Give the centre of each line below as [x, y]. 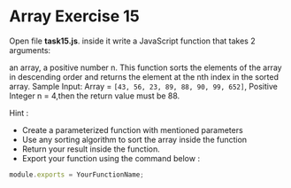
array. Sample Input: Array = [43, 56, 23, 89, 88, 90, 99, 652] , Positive [144, 86]
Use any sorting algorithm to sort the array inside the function [134, 139]
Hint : [19, 113]
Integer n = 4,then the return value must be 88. [95, 96]
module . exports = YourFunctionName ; [77, 175]
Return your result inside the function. [91, 149]
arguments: [30, 50]
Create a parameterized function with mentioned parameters [132, 129]
